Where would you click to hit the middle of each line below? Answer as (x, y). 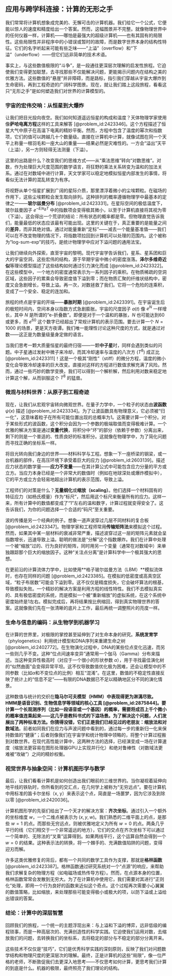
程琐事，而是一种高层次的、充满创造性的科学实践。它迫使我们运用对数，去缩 (86, 931)
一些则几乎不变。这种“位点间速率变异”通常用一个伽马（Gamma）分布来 (81, 654)
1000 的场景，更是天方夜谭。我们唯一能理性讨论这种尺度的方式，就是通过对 (85, 328)
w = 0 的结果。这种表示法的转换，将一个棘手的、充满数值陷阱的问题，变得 (84, 843)
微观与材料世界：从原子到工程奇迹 (47, 392)
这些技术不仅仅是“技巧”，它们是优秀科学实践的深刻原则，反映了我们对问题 (84, 949)
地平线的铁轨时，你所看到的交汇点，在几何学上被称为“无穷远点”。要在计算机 (86, 787)
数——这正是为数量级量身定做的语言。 (46, 335)
